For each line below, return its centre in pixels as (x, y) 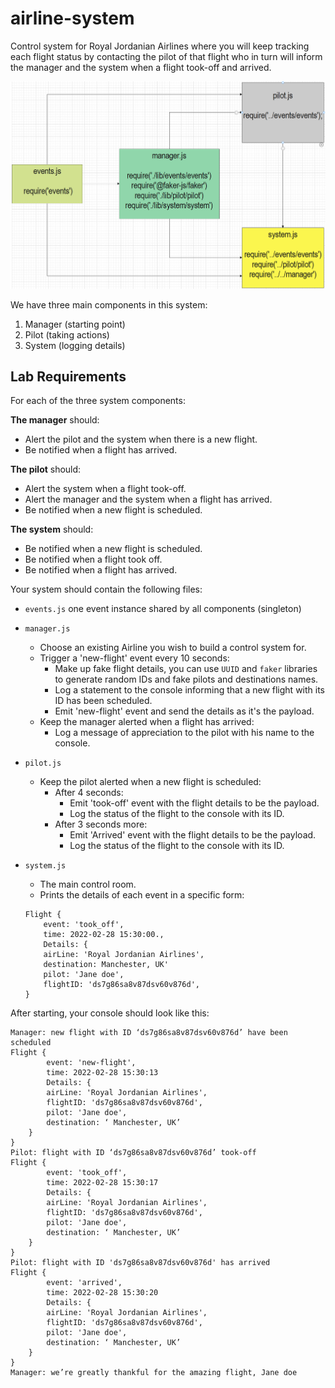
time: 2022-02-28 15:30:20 (102, 1293)
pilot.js (43, 763)
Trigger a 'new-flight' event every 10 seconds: (134, 658)
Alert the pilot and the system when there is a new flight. (141, 439)
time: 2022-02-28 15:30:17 (102, 1183)
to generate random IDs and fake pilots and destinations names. (186, 679)
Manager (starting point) (75, 324)
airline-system (72, 18)
